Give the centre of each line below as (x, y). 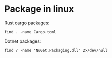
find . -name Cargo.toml (30, 32)
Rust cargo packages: (27, 23)
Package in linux (39, 9)
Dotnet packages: (23, 41)
